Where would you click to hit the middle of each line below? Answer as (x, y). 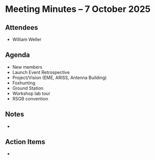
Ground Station (28, 88)
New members (27, 67)
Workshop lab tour (31, 93)
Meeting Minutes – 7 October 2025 (78, 9)
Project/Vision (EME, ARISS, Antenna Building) (59, 78)
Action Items (25, 142)
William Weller (27, 39)
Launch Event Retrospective (41, 72)
